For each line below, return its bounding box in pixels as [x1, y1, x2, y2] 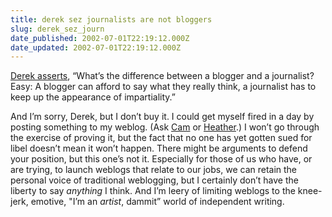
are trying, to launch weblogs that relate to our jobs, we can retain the [10, 164, 298, 176]
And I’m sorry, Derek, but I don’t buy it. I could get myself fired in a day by [10, 111, 315, 123]
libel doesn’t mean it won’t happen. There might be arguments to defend [10, 142, 308, 155]
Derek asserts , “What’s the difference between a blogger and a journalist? [10, 70, 315, 82]
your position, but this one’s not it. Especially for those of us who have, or [10, 153, 313, 165]
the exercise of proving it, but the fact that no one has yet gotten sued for [10, 132, 313, 144]
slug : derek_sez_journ [10, 24, 105, 34]
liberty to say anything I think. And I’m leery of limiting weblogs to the [10, 185, 296, 197]
